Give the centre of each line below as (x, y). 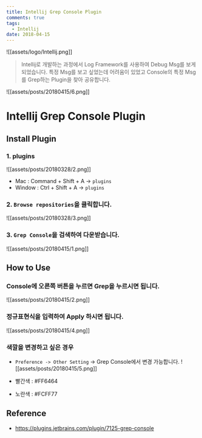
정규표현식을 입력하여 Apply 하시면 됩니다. (65, 317)
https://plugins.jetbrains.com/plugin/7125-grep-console (85, 428)
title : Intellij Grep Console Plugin (54, 12)
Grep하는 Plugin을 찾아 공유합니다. (69, 80)
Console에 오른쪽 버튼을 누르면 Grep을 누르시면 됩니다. (83, 286)
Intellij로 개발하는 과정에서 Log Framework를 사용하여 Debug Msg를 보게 (108, 64)
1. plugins (21, 156)
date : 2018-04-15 (28, 35)
